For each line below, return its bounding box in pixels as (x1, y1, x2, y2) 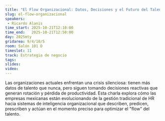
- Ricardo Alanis (7, 21, 43, 26)
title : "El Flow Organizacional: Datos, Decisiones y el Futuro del (5, 7, 148, 12)
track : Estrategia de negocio (5, 52, 67, 58)
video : (5, 67, 19, 72)
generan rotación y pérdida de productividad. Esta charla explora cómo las (5, 90, 156, 96)
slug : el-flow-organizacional (5, 12, 67, 17)
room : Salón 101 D (5, 44, 43, 48)
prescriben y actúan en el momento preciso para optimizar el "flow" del (5, 106, 150, 112)
